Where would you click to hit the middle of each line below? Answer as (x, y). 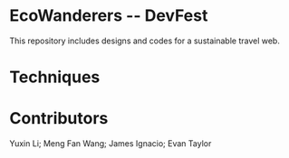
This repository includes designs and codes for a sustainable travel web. (145, 41)
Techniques (55, 77)
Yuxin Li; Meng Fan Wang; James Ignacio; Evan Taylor (111, 144)
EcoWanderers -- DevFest (109, 16)
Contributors (59, 119)
